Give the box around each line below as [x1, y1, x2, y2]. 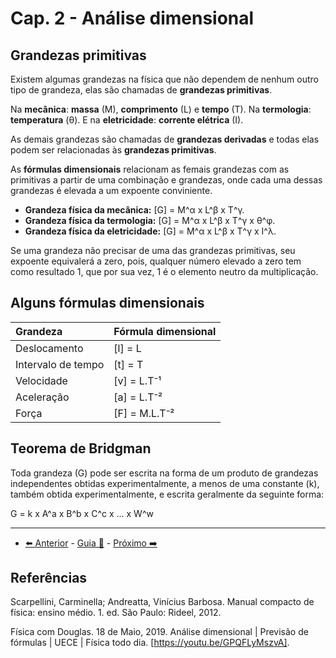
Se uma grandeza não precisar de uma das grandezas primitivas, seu [10, 245, 296, 256]
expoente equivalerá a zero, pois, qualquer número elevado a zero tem [10, 255, 302, 267]
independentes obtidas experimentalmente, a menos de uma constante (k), [10, 477, 320, 489]
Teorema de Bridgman [10, 440, 152, 457]
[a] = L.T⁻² [113, 390, 163, 404]
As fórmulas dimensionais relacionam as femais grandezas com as [10, 163, 290, 175]
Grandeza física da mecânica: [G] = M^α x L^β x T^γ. [24, 204, 245, 216]
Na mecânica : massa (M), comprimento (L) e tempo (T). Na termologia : [10, 103, 312, 115]
